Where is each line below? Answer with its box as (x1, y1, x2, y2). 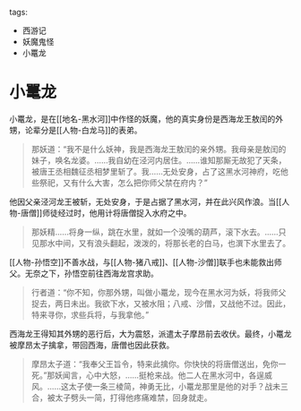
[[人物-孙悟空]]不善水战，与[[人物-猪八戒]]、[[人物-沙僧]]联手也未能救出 (9, 256, 275, 267)
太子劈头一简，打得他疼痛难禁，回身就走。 (55, 392, 212, 403)
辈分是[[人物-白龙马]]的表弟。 (32, 124, 142, 135)
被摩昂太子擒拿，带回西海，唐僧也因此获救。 (9, 339, 175, 350)
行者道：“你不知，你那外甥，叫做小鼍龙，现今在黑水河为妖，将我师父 (30, 287, 287, 297)
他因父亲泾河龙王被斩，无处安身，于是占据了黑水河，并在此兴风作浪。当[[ (9, 196, 282, 207)
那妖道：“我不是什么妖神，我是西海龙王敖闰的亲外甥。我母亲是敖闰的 (30, 143, 287, 154)
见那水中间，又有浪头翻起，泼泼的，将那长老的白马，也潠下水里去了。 (30, 237, 291, 248)
